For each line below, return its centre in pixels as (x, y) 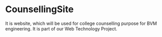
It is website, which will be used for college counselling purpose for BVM (81, 23)
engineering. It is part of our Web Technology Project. (61, 28)
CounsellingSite (39, 9)
